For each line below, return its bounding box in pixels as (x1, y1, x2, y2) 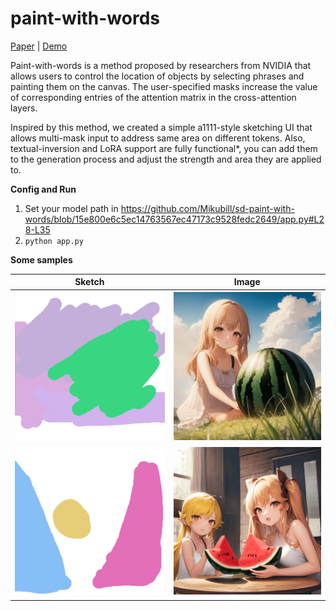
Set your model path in (24, 202, 119, 214)
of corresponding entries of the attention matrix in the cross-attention (10, 91, 297, 103)
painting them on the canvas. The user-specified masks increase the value (10, 80, 318, 92)
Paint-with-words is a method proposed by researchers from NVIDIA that (10, 59, 312, 71)
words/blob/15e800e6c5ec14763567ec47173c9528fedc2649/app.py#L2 (24, 213, 325, 225)
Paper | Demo (10, 40, 68, 52)
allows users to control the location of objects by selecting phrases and (10, 70, 305, 82)
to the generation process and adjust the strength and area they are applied (10, 153, 322, 165)
